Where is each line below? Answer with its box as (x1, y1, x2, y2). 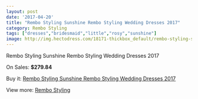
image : (6, 36, 22, 42)
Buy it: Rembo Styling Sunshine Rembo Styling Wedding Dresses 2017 (6, 75, 176, 82)
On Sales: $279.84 (6, 64, 52, 71)
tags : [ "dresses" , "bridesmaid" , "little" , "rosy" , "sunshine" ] (6, 31, 157, 37)
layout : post (6, 8, 38, 15)
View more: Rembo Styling (6, 87, 71, 93)
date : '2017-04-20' (6, 14, 54, 20)
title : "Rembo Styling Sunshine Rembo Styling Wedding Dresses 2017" (6, 19, 181, 25)
